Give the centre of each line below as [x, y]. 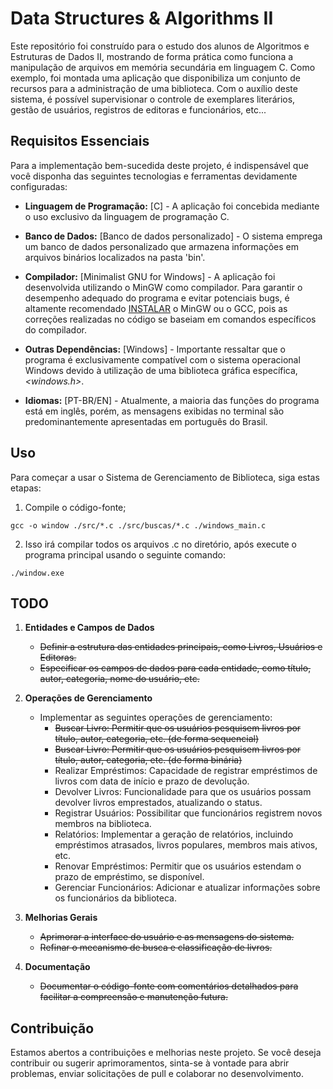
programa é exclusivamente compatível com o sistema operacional [162, 359]
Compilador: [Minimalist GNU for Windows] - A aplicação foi [150, 276]
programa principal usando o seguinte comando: [125, 554]
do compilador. [55, 329]
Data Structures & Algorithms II [142, 18]
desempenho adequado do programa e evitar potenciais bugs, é [157, 298]
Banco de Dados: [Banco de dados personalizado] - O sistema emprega [173, 236]
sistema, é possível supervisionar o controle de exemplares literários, [153, 99]
